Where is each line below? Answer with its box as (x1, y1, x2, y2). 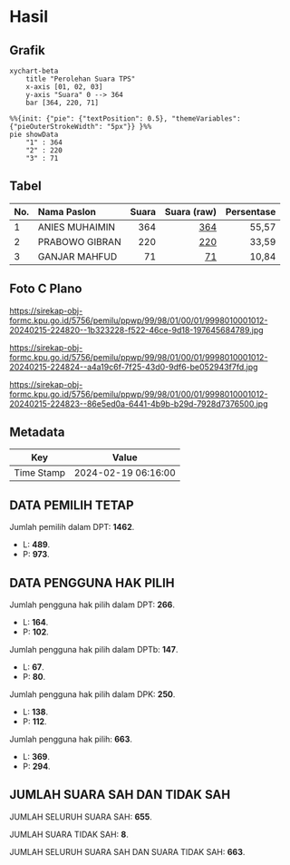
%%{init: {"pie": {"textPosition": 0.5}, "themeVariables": (9, 114, 242, 123)
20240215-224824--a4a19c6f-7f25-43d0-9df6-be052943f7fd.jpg (9, 361, 258, 372)
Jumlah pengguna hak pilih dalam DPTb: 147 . (9, 644, 179, 655)
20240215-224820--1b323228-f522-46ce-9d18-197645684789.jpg (9, 324, 265, 335)
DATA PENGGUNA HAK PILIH (9, 575, 175, 591)
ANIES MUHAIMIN (37, 221, 116, 233)
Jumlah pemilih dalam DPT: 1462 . (9, 522, 135, 533)
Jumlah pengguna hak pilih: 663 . (9, 733, 133, 745)
